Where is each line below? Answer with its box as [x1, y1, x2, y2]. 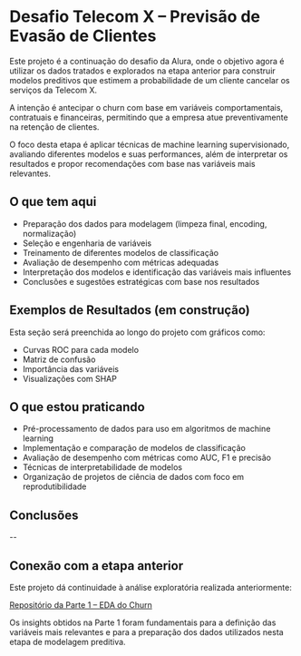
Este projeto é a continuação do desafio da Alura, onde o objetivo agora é [9, 55, 285, 66]
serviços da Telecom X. [9, 84, 98, 95]
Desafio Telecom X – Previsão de [9, 6, 261, 27]
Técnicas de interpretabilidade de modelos [22, 462, 183, 473]
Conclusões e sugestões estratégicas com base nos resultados [22, 276, 260, 287]
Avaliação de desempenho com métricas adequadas [22, 257, 219, 268]
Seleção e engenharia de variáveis [22, 238, 152, 249]
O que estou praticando [9, 399, 145, 415]
